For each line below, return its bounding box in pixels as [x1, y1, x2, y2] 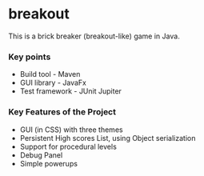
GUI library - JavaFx [19, 78, 86, 88]
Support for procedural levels [19, 142, 118, 151]
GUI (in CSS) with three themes [19, 125, 123, 134]
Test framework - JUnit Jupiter [19, 86, 122, 96]
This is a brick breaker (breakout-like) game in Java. [8, 31, 180, 41]
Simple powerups [19, 158, 78, 168]
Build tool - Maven [19, 70, 81, 79]
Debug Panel [19, 150, 63, 160]
